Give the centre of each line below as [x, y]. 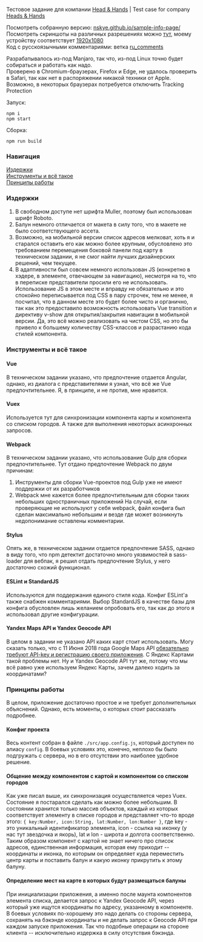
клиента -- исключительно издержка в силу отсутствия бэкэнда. [91, 932]
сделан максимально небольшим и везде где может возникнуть [99, 514]
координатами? [27, 674]
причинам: [20, 471]
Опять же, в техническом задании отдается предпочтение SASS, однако [101, 548]
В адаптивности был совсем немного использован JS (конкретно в [103, 269]
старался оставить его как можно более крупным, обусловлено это [104, 244]
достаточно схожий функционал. [49, 568]
